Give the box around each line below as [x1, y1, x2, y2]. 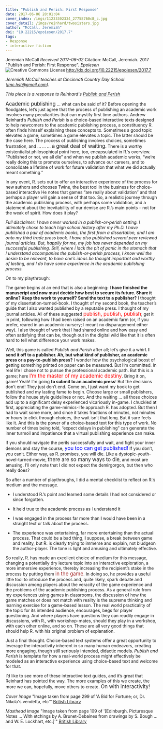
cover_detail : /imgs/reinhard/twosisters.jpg [5, 20, 99, 26]
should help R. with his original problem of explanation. [5, 628, 115, 634]
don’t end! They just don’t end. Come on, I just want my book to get [5, 384, 140, 390]
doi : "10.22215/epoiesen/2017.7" [5, 30, 73, 35]
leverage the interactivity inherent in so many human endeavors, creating [5, 642, 151, 648]
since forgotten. [12, 497, 44, 502]
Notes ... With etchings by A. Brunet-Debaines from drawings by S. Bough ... [5, 713, 158, 719]
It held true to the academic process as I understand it [12, 506, 120, 512]
